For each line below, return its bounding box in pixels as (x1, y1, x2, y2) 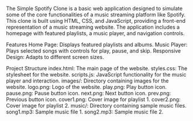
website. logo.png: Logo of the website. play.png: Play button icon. (6, 84, 167, 90)
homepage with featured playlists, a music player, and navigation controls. (6, 30, 185, 37)
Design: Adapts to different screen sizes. (6, 54, 104, 60)
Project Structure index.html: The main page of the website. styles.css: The (6, 65, 188, 72)
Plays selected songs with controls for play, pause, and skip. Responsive (6, 47, 181, 54)
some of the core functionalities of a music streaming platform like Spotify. (6, 11, 186, 18)
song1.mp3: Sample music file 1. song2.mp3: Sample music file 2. (6, 108, 164, 115)
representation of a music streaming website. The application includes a (6, 23, 180, 30)
